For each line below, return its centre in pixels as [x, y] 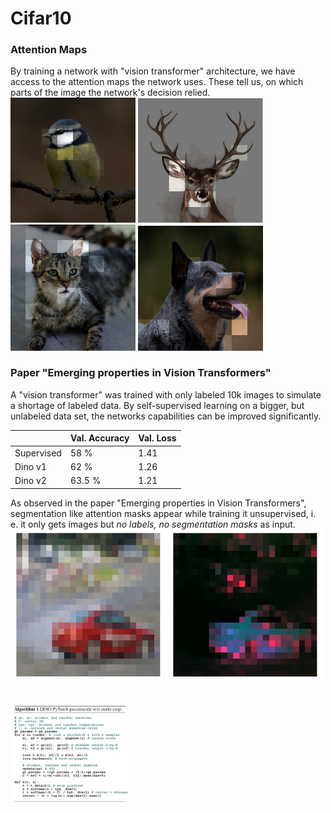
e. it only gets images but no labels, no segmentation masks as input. [153, 524]
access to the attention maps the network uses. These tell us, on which [157, 82]
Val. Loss [157, 438]
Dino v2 [30, 481]
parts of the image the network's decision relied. [110, 93]
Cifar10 [41, 18]
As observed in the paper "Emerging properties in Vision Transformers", [158, 503]
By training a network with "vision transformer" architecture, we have [153, 71]
